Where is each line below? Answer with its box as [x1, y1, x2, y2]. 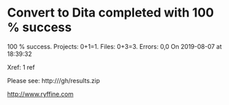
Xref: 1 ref [7, 63, 35, 71]
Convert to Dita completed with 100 [7, 5, 215, 21]
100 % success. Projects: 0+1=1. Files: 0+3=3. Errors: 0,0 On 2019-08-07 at [7, 42, 222, 50]
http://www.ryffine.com [7, 90, 74, 98]
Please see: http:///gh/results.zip [7, 76, 100, 84]
